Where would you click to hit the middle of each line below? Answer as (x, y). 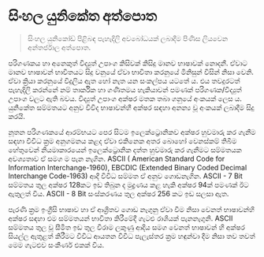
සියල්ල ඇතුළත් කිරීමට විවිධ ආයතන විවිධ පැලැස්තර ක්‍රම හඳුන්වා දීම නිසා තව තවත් (132, 236)
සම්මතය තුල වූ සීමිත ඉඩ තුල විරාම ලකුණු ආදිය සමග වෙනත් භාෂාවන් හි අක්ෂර (127, 227)
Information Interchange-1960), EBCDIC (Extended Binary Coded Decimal (128, 167)
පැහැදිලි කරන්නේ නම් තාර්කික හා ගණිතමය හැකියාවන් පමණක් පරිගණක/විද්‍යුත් (125, 89)
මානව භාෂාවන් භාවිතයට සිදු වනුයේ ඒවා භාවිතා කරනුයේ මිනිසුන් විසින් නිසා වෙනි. (131, 72)
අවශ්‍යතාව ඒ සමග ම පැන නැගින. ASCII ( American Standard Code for (117, 158)
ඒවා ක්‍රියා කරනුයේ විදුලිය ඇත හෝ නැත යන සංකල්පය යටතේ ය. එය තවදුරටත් (124, 80)
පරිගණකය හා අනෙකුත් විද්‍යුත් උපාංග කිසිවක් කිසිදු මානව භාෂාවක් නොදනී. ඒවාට (128, 63)
